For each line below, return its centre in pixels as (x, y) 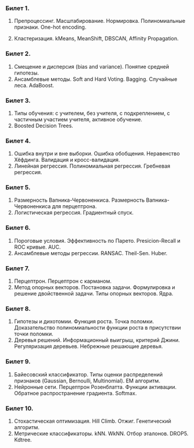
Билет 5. (18, 188)
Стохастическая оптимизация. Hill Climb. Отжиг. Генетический (92, 421)
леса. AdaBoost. (34, 85)
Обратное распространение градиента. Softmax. (75, 393)
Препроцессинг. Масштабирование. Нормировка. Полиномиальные (100, 21)
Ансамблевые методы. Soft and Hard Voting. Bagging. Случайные (96, 79)
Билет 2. (18, 54)
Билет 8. (18, 309)
